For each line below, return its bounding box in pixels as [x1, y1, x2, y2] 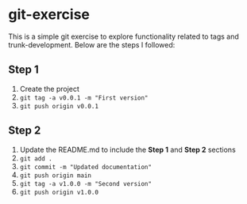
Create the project [19, 84, 79, 93]
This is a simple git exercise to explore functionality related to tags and [8, 32, 240, 41]
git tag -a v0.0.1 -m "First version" [19, 93, 149, 102]
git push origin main [19, 172, 91, 179]
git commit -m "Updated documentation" [19, 163, 152, 171]
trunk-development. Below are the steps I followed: [8, 40, 176, 49]
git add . [19, 154, 53, 163]
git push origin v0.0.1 [19, 102, 99, 110]
